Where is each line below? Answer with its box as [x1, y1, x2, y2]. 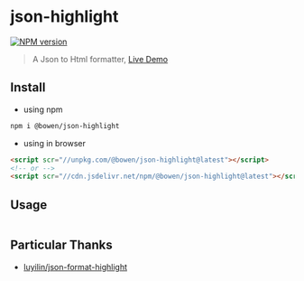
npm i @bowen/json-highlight [10, 121, 120, 130]
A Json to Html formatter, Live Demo [32, 53, 169, 64]
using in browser [23, 137, 87, 148]
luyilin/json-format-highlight [23, 261, 127, 272]
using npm [23, 104, 63, 115]
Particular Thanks [10, 238, 114, 253]
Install [10, 80, 46, 96]
